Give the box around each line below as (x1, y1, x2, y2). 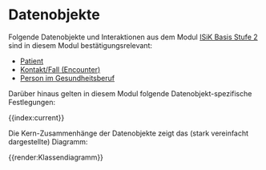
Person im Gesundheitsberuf (19, 73, 115, 83)
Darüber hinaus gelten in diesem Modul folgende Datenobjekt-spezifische (8, 88, 252, 98)
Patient (19, 56, 44, 66)
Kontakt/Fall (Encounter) (19, 64, 101, 74)
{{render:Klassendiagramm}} (8, 152, 104, 162)
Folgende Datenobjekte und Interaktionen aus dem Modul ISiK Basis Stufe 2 (8, 32, 258, 42)
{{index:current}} (8, 112, 65, 122)
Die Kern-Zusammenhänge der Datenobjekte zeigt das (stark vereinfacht (8, 128, 249, 138)
